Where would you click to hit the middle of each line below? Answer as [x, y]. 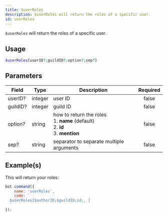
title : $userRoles [24, 10]
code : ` [22, 196]
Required [149, 90]
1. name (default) [74, 121]
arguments [66, 148]
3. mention [66, 133]
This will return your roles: [32, 177]
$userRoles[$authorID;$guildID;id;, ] [50, 201]
